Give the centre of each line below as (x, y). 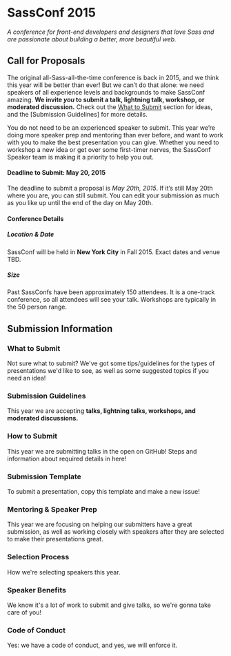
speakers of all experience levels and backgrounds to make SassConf (106, 92)
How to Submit (32, 436)
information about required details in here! (67, 459)
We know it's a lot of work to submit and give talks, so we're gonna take (109, 605)
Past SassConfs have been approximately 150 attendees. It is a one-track (111, 292)
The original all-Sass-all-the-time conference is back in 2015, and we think (113, 77)
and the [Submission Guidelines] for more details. (78, 114)
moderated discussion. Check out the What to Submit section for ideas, (110, 107)
